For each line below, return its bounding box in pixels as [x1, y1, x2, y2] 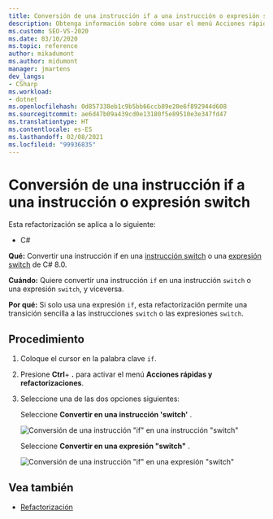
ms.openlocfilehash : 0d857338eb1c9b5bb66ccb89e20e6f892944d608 [8, 102, 227, 111]
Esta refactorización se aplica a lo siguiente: [8, 220, 156, 229]
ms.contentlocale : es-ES [8, 125, 93, 133]
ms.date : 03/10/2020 [8, 34, 79, 43]
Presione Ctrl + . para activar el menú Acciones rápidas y [19, 369, 213, 379]
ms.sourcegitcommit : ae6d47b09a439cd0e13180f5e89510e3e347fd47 [8, 111, 227, 119]
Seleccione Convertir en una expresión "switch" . [19, 441, 191, 451]
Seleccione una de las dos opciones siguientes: [19, 394, 180, 403]
